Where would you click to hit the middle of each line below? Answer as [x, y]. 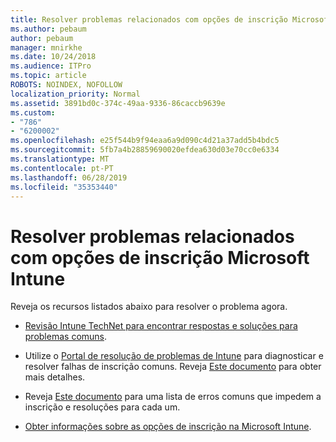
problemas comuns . [66, 337]
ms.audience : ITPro [51, 66]
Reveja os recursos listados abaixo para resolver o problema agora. [149, 307]
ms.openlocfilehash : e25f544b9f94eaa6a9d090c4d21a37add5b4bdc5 [145, 141]
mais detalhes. [55, 377]
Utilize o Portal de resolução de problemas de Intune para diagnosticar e [174, 356]
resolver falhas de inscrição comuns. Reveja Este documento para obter [173, 367]
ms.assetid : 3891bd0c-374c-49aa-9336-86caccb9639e [118, 103]
